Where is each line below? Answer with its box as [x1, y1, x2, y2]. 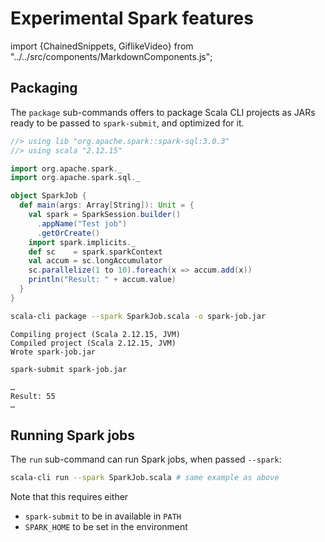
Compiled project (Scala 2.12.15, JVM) [10, 338, 177, 348]
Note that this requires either [10, 491, 129, 503]
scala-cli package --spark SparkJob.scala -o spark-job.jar [10, 311, 267, 321]
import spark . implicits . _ [28, 237, 137, 247]
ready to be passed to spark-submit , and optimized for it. [10, 117, 245, 129]
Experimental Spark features [10, 7, 254, 30]
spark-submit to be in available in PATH [24, 510, 182, 522]
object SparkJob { [10, 191, 87, 201]
